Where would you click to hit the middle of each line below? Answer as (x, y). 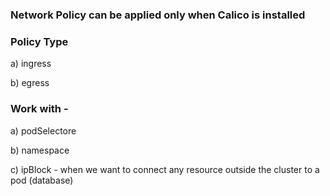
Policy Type (39, 41)
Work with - (39, 109)
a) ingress (31, 64)
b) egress (30, 83)
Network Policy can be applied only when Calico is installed (158, 15)
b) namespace (40, 150)
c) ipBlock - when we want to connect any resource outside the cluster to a (165, 169)
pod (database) (42, 180)
